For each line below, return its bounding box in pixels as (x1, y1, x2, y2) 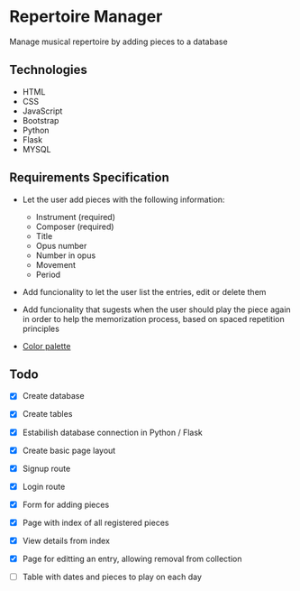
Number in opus (35, 250, 96, 261)
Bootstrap (22, 115, 59, 125)
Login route (22, 481, 66, 492)
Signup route (22, 463, 71, 474)
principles (22, 323, 60, 334)
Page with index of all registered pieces (22, 517, 169, 528)
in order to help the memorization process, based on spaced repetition (22, 313, 286, 324)
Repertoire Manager (9, 6, 163, 27)
